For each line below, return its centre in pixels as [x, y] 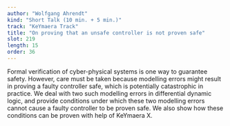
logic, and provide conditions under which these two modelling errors [106, 101]
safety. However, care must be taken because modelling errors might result [114, 78]
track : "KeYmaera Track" [43, 26]
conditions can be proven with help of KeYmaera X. [80, 115]
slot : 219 [21, 39]
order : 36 [21, 52]
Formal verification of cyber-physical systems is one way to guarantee [107, 71]
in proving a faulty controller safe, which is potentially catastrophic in [105, 86]
